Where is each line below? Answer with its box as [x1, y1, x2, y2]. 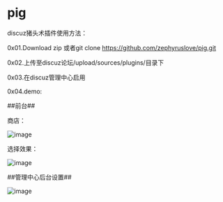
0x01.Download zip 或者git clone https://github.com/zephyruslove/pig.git [7, 43, 217, 52]
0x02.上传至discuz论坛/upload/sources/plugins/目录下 [7, 58, 164, 67]
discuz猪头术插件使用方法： [7, 29, 88, 37]
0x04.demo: [7, 87, 43, 95]
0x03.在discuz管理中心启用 [7, 73, 86, 81]
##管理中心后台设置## [7, 173, 72, 181]
